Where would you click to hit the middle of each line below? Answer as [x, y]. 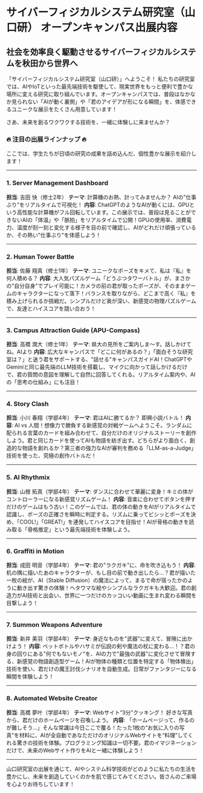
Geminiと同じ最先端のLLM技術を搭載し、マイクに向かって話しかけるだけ [97, 367]
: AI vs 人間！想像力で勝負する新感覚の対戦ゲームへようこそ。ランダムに [102, 426]
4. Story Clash [27, 404]
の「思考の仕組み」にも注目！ [43, 382]
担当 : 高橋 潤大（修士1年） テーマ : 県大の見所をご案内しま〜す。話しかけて [99, 344]
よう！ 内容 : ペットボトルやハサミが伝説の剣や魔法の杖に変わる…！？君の [103, 646]
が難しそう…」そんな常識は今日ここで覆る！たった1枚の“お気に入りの [93, 728]
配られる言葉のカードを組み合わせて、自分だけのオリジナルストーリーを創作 [101, 433]
